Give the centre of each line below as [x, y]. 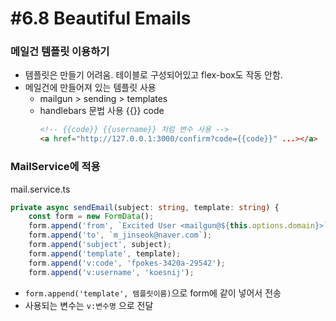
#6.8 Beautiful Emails [101, 18]
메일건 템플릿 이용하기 [60, 52]
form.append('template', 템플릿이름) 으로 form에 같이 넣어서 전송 [153, 293]
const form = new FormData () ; [91, 217]
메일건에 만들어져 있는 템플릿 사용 [90, 88]
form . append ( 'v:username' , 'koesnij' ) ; [111, 272]
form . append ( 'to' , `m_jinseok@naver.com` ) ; [120, 235]
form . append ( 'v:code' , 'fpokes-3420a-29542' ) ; [127, 263]
